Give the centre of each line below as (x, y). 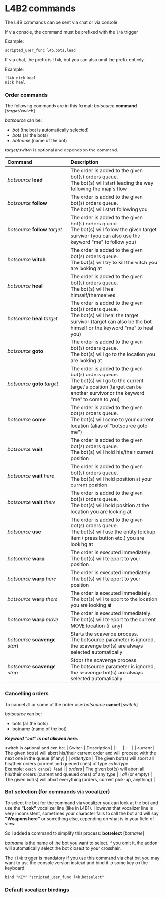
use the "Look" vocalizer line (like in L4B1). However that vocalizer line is (79, 808)
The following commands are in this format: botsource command (71, 106)
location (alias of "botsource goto (109, 426)
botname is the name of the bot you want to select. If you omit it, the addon (81, 843)
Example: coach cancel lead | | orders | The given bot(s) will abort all (75, 769)
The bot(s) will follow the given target (114, 230)
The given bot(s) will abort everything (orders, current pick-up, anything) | (80, 779)
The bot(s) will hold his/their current (112, 452)
